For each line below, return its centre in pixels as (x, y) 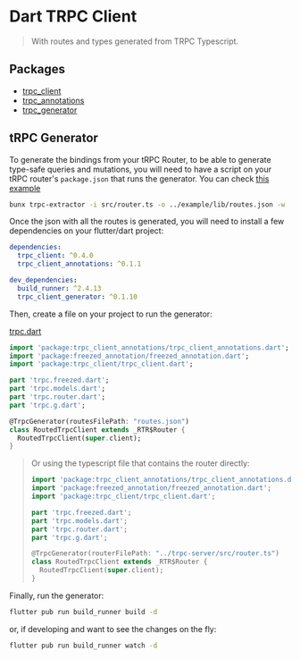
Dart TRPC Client (73, 17)
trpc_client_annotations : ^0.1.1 (79, 264)
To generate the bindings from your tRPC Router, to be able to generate (140, 159)
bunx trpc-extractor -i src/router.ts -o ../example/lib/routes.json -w (147, 204)
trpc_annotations (53, 100)
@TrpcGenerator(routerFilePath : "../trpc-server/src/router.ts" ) (155, 553)
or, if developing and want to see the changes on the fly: (113, 629)
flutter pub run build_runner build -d (83, 612)
